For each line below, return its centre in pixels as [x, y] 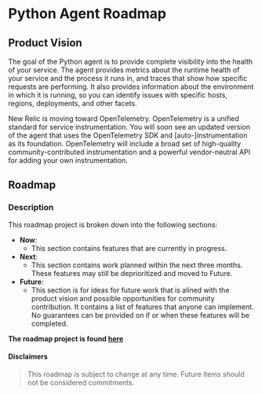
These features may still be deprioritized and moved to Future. [132, 273]
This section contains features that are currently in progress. [129, 248]
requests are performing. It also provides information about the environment [131, 87]
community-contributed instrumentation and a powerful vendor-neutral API [129, 152]
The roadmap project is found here [66, 338]
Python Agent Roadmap [87, 14]
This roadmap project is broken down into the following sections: [113, 224]
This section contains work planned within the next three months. [137, 265]
